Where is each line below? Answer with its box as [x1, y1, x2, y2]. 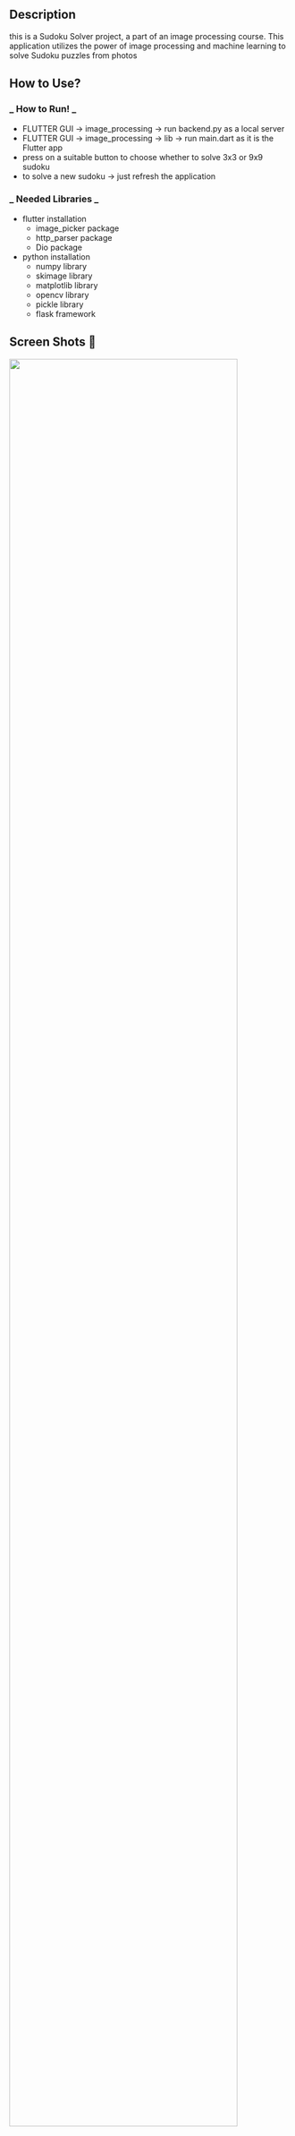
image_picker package [35, 223, 120, 234]
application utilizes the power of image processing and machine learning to [9, 40, 286, 51]
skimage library [35, 270, 93, 281]
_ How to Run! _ [9, 103, 77, 115]
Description [9, 7, 76, 22]
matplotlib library [35, 279, 98, 290]
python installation [21, 251, 91, 262]
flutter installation [21, 213, 87, 224]
